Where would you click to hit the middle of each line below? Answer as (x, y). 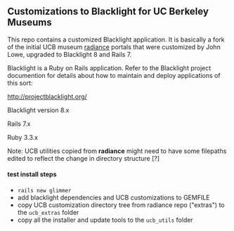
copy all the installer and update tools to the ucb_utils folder (105, 220)
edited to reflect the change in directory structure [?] (84, 158)
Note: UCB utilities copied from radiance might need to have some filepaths (117, 151)
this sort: (20, 83)
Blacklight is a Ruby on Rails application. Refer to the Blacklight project (109, 68)
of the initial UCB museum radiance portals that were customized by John (114, 47)
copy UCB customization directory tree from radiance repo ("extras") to (121, 205)
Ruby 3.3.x (23, 137)
